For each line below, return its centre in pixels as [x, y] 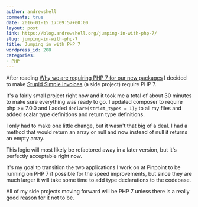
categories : [21, 55]
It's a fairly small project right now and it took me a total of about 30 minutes [99, 96]
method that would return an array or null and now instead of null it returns [97, 132]
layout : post [22, 28]
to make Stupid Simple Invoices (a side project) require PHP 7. [81, 84]
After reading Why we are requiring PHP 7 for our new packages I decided [97, 78]
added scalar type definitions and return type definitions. [75, 114]
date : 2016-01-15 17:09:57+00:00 [47, 22]
